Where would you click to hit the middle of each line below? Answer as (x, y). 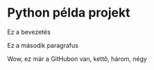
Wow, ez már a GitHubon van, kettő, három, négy (77, 59)
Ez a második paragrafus (43, 45)
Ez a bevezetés (29, 32)
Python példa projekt (69, 13)
